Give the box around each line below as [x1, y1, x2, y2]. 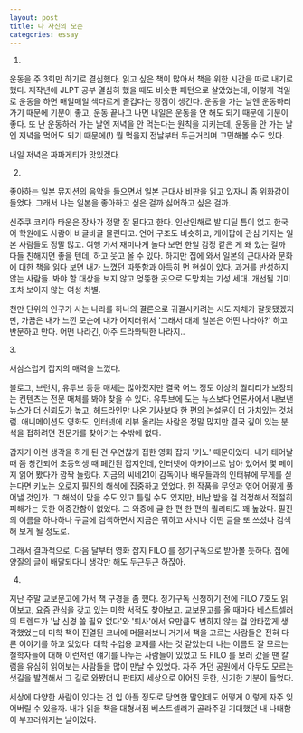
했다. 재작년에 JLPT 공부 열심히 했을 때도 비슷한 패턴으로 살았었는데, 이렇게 [9, 85, 274, 96]
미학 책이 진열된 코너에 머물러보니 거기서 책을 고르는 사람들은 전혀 [48, 627, 280, 638]
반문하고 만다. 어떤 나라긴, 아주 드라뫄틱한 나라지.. [9, 327, 185, 338]
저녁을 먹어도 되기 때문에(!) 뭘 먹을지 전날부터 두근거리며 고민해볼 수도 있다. [18, 130, 285, 141]
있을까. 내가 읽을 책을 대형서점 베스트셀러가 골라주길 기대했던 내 [43, 703, 268, 714]
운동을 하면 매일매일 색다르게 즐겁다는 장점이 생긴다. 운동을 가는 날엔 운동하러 [18, 96, 292, 107]
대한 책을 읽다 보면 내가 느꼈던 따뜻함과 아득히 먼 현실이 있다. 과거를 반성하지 [18, 262, 289, 272]
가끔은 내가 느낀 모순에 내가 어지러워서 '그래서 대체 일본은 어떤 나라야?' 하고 [21, 315, 288, 326]
